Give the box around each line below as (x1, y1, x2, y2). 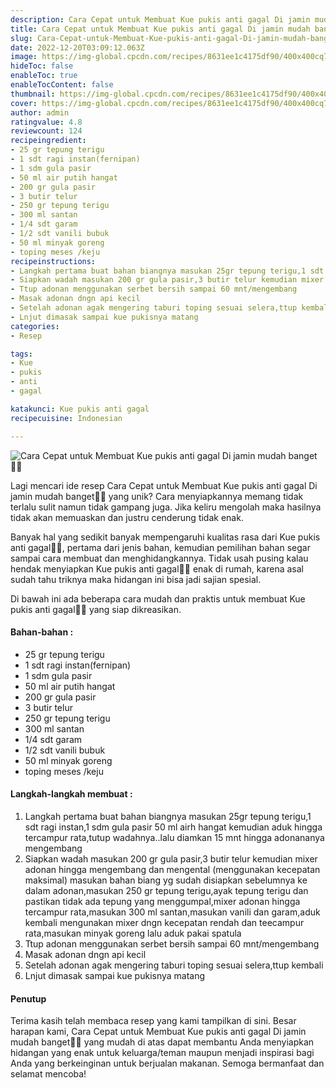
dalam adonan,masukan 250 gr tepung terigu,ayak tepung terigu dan (24, 884, 309, 896)
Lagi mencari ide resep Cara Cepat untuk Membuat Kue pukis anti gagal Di (10, 479, 318, 491)
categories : (10, 321, 60, 331)
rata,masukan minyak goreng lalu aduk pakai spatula (24, 927, 242, 939)
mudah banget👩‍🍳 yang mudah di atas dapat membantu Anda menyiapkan (10, 1036, 315, 1048)
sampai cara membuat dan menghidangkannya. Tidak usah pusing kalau (10, 552, 309, 564)
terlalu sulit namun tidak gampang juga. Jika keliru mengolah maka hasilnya (10, 501, 322, 513)
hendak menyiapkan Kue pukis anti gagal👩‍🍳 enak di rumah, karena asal (10, 562, 304, 575)
